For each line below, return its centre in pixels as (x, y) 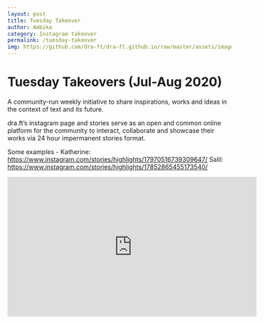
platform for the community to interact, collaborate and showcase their (111, 130)
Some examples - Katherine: (49, 152)
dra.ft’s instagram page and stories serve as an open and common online (115, 123)
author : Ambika (30, 27)
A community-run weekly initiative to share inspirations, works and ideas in (117, 102)
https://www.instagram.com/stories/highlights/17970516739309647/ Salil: (115, 159)
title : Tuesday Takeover (44, 21)
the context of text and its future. (56, 109)
